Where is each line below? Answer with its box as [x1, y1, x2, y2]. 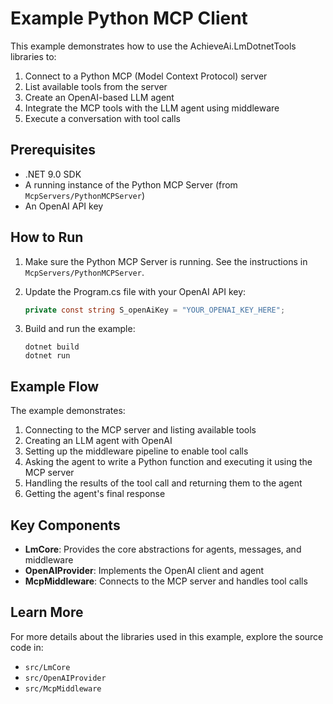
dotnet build [24, 342, 80, 352]
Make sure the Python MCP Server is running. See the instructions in [24, 255, 308, 267]
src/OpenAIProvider [24, 673, 107, 683]
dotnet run [24, 351, 71, 361]
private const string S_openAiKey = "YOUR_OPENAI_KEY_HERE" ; [24, 305, 286, 315]
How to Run [10, 229, 84, 246]
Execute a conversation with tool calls [24, 112, 182, 124]
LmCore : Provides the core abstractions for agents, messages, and [24, 543, 302, 556]
